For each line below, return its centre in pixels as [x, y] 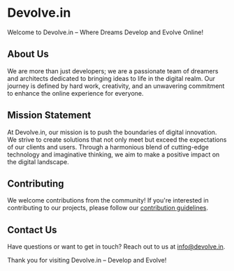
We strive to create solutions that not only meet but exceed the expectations [117, 139]
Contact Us [32, 229]
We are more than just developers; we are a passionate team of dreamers [113, 71]
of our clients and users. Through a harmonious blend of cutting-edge [108, 147]
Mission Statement [49, 116]
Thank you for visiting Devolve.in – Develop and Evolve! [87, 261]
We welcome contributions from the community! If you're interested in [108, 200]
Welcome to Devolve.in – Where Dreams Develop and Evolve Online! [105, 32]
